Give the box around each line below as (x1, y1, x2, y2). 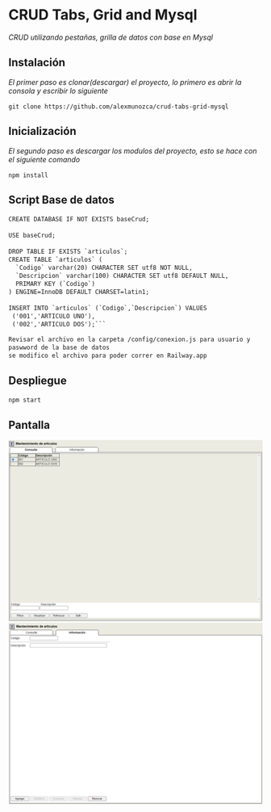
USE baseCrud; (8, 232, 56, 240)
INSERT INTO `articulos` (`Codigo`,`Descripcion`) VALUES (8, 305, 207, 313)
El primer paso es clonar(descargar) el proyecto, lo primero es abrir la (8, 77, 242, 86)
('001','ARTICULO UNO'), (11, 313, 95, 321)
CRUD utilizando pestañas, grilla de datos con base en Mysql (8, 32, 214, 42)
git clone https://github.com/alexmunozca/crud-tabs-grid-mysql (8, 103, 229, 111)
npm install (8, 171, 48, 179)
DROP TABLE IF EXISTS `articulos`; (8, 248, 128, 256)
